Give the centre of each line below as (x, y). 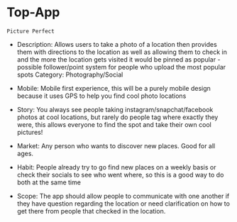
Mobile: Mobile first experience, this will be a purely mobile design (114, 88)
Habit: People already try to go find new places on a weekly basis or (116, 167)
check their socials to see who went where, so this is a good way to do (120, 174)
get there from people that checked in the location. (91, 211)
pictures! (30, 132)
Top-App (33, 12)
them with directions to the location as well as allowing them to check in (122, 52)
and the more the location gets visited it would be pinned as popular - (118, 59)
